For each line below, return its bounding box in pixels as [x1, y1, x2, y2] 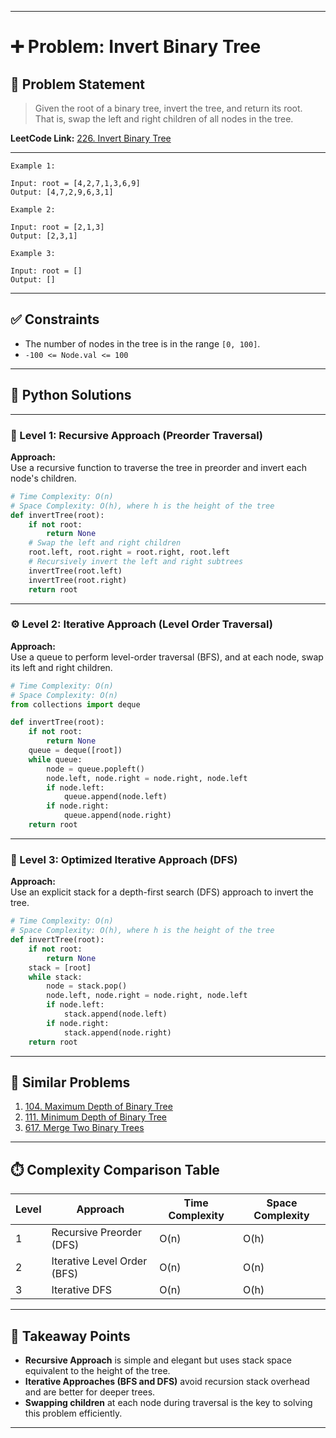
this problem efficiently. [24, 1407, 123, 1419]
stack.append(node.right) [63, 1027, 172, 1038]
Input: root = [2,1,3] [10, 222, 105, 232]
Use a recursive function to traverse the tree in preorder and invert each [10, 461, 307, 473]
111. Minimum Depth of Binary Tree [24, 1111, 168, 1123]
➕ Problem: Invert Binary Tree [10, 36, 262, 58]
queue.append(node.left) [63, 792, 168, 802]
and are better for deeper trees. [24, 1386, 156, 1398]
